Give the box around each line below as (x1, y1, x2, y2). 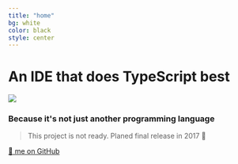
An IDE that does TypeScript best (8, 68, 231, 86)
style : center (8, 33, 55, 42)
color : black (8, 26, 51, 34)
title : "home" (8, 11, 55, 20)
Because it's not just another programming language (8, 113, 215, 124)
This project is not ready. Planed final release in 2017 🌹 (27, 132, 206, 141)
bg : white (8, 19, 41, 27)
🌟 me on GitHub (8, 147, 60, 156)
